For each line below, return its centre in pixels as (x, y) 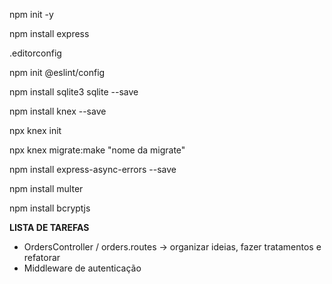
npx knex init (35, 130)
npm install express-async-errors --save (93, 169)
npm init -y (31, 14)
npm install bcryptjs (50, 208)
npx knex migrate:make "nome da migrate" (97, 150)
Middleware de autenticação (82, 268)
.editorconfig (35, 53)
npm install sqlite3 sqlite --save (74, 92)
